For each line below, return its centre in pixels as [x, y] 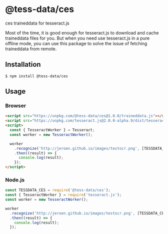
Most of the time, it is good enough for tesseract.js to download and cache [82, 33]
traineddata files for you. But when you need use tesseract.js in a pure [77, 38]
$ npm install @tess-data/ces [37, 76]
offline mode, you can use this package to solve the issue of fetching [76, 43]
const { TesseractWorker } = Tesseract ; [52, 130]
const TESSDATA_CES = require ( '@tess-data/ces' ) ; [58, 190]
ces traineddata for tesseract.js [37, 23]
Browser [16, 106]
